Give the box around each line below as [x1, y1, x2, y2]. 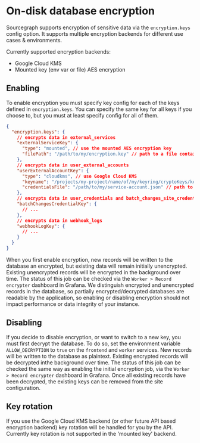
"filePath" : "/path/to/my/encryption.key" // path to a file [21, 151, 177, 157]
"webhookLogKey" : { [17, 223, 65, 229]
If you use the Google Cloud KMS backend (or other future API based [6, 417, 176, 425]
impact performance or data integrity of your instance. [6, 300, 140, 308]
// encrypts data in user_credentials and [17, 196, 124, 202]
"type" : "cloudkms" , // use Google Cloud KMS [21, 173, 137, 179]
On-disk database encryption [6, 4, 155, 18]
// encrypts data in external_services [17, 134, 116, 141]
